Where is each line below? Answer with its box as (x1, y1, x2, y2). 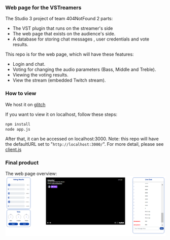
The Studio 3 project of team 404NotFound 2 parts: (5, 16, 113, 22)
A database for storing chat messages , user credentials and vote (12, 36, 150, 42)
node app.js (5, 127, 30, 132)
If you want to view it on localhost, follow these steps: (5, 111, 118, 117)
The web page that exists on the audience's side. (12, 31, 116, 37)
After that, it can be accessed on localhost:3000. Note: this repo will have (5, 136, 159, 142)
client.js (5, 146, 22, 152)
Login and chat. (12, 61, 46, 67)
